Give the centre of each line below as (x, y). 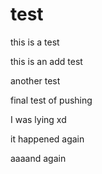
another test (35, 80)
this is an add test (46, 61)
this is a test (35, 42)
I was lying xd (38, 119)
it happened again (47, 139)
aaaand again (38, 158)
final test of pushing (51, 100)
